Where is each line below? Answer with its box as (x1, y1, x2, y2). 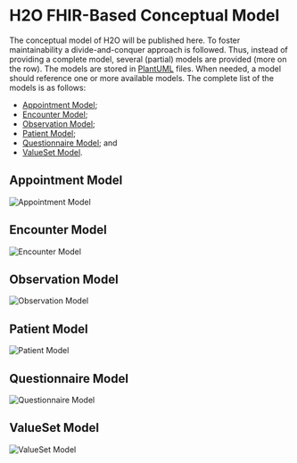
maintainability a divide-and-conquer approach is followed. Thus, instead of (9, 44, 288, 54)
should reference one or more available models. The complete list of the (9, 72, 275, 83)
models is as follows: (9, 82, 87, 93)
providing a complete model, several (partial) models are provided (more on (9, 54, 287, 64)
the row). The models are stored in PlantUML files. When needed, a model (9, 63, 282, 74)
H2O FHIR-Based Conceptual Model (9, 5, 280, 26)
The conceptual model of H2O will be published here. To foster (9, 35, 241, 45)
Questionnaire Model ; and (21, 137, 118, 148)
